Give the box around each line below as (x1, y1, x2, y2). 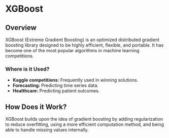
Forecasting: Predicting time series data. (12, 82, 99, 89)
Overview (5, 23, 37, 32)
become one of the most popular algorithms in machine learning (5, 48, 140, 53)
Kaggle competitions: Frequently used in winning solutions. (12, 77, 139, 83)
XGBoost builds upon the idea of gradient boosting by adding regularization (5, 116, 163, 122)
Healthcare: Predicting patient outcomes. (12, 88, 100, 94)
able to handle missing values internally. (5, 127, 89, 133)
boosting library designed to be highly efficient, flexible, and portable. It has (5, 42, 164, 48)
